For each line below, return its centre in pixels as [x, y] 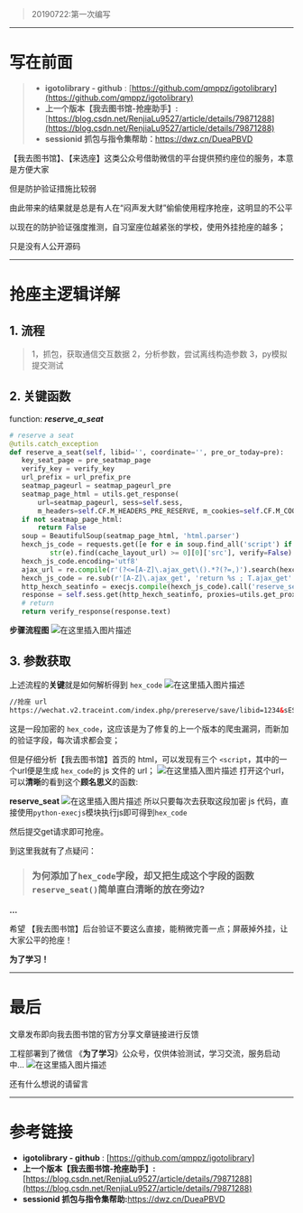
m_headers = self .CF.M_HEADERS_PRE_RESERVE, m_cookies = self [148, 511]
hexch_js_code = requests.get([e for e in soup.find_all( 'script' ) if [157, 545]
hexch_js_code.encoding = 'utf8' [80, 561]
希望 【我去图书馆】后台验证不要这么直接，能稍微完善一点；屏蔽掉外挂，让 [149, 928]
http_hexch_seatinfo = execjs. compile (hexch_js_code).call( [137, 586]
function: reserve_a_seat [56, 418]
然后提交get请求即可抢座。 [59, 831]
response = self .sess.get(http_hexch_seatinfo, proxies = [131, 595]
